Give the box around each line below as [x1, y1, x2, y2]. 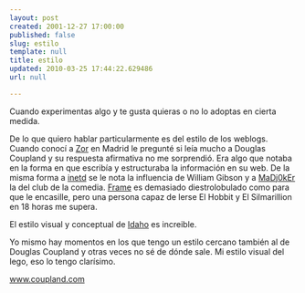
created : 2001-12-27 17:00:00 [9, 22, 125, 31]
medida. [9, 115, 40, 126]
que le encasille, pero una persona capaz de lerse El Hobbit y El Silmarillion [9, 191, 292, 202]
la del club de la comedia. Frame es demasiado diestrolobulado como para [9, 182, 290, 193]
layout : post [9, 13, 59, 23]
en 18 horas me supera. [9, 201, 98, 212]
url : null [9, 73, 47, 82]
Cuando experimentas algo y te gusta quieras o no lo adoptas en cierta [9, 106, 277, 117]
